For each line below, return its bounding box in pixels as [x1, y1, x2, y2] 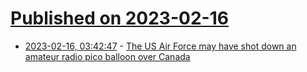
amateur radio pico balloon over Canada [24, 50, 191, 62]
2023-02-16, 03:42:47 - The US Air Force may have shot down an [24, 40, 297, 52]
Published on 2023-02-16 [10, 7, 229, 30]
